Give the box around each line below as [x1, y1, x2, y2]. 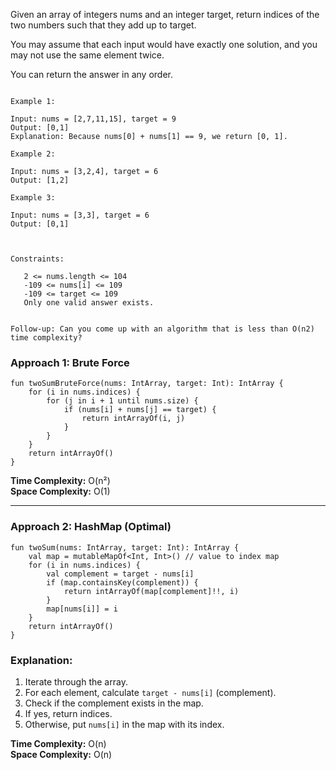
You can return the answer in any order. [10, 69, 173, 80]
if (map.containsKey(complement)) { [46, 577, 199, 588]
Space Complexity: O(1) [10, 485, 111, 498]
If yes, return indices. [24, 707, 113, 719]
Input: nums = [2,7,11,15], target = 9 [10, 114, 177, 124]
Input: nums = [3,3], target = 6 [10, 210, 150, 220]
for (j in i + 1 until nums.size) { [46, 396, 199, 406]
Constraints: [10, 254, 65, 264]
